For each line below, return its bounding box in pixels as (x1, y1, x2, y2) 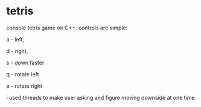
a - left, (6, 35, 25, 43)
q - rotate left (6, 70, 39, 78)
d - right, (6, 47, 28, 55)
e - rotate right (6, 82, 43, 90)
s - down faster (6, 59, 45, 66)
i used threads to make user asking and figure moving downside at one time (6, 94, 195, 101)
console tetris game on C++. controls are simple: (6, 24, 128, 31)
